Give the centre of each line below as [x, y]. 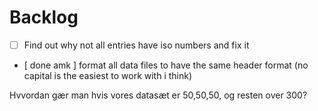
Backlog [44, 17]
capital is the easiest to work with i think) [108, 75]
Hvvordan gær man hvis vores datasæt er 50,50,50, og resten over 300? [158, 95]
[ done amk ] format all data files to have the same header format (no [166, 65]
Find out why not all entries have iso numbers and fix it [136, 45]
